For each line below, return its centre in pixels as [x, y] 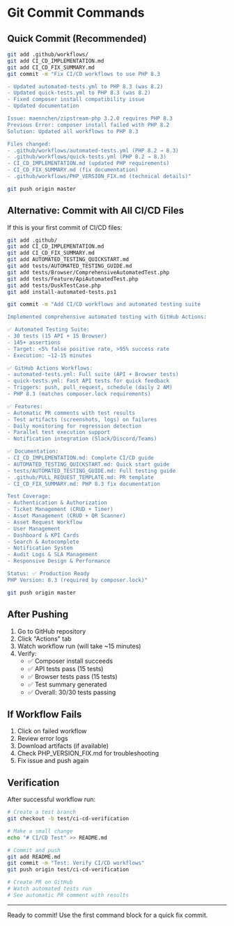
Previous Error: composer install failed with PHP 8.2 [88, 125]
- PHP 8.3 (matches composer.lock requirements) [79, 394]
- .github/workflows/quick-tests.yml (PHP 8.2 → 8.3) [87, 157]
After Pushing [38, 614]
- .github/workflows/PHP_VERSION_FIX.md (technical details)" [99, 176]
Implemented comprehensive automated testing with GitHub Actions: [107, 317]
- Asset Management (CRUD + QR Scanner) [67, 516]
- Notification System [40, 548]
